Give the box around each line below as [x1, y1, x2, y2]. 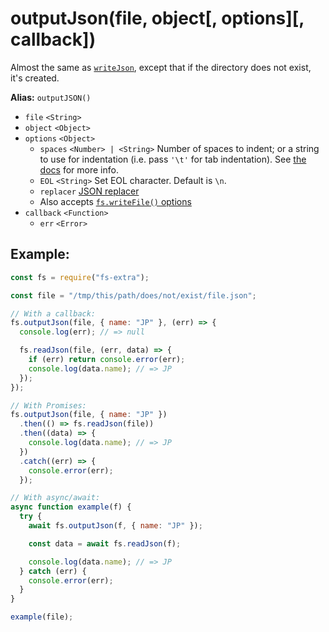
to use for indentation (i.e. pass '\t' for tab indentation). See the [39, 153, 307, 165]
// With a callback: [10, 308, 97, 319]
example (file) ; [10, 612, 74, 622]
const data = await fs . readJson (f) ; [28, 538, 182, 549]
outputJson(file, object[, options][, [10, 7, 305, 30]
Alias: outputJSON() [10, 91, 92, 103]
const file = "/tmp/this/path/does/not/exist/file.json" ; [10, 290, 257, 301]
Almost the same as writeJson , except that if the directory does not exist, [10, 61, 312, 73]
